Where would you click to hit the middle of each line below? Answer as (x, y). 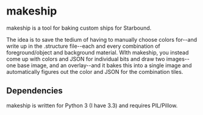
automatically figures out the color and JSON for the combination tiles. (95, 71)
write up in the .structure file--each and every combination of (83, 46)
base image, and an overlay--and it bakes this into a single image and (105, 65)
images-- (178, 59)
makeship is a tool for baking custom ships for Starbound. (79, 28)
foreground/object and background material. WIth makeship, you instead (98, 52)
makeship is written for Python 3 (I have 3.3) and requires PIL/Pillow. (92, 105)
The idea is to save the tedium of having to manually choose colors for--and (101, 39)
